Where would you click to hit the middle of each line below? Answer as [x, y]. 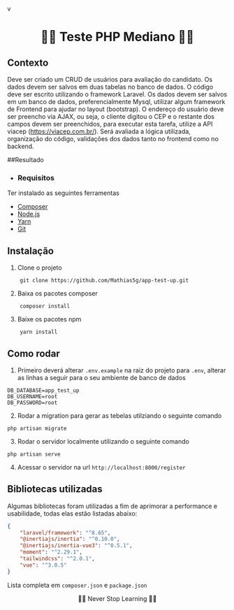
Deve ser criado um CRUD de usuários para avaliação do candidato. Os [110, 79]
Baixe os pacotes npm [49, 319]
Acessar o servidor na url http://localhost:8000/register [102, 467]
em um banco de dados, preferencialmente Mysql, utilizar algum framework [116, 102]
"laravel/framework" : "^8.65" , [65, 532]
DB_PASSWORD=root [32, 402]
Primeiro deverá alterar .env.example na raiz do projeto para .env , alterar [122, 370]
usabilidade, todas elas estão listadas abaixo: [72, 513]
